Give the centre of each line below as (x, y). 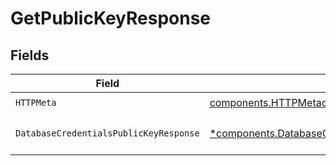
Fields (30, 55)
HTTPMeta (36, 102)
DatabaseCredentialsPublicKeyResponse (107, 133)
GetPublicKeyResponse (111, 18)
